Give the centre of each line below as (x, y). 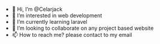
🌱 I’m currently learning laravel (50, 22)
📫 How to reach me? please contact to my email (72, 35)
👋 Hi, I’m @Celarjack (37, 9)
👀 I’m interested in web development (57, 15)
